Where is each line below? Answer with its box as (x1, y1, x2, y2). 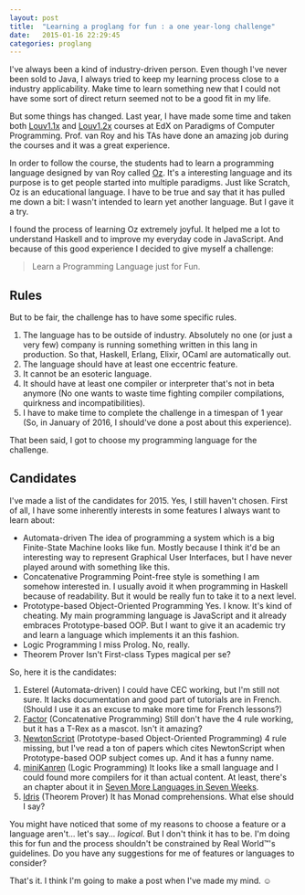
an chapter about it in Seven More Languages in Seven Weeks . (22, 781, 259, 792)
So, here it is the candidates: (9, 666, 117, 677)
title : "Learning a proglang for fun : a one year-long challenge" (9, 22, 276, 31)
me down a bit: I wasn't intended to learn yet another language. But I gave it (9, 197, 294, 208)
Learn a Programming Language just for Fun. (31, 261, 201, 272)
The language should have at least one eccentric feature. (22, 358, 238, 370)
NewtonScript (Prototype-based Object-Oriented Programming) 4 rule (22, 732, 288, 743)
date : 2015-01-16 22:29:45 (9, 30, 121, 39)
